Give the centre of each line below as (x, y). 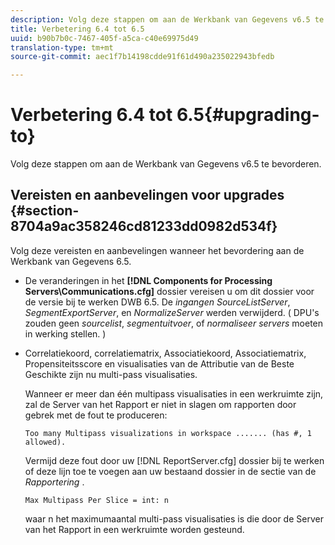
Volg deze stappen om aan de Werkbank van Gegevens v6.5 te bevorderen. (166, 164)
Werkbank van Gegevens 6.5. (71, 261)
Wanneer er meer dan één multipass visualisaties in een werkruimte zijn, (174, 393)
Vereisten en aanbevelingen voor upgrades (147, 195)
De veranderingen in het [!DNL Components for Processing (148, 280)
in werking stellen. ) (65, 333)
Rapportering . (54, 482)
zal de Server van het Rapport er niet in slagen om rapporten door (160, 404)
